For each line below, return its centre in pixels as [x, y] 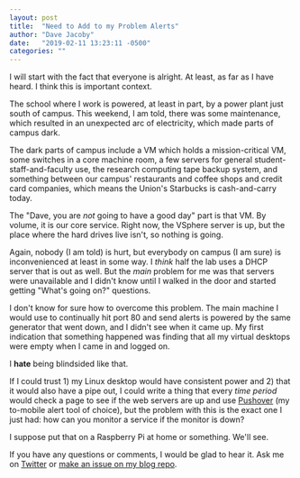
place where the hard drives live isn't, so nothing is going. [116, 234]
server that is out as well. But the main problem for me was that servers [142, 271]
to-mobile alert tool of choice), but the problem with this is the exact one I [145, 410]
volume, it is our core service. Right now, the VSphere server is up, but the [147, 225]
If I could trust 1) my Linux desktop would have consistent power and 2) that [150, 381]
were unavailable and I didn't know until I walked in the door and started [143, 281]
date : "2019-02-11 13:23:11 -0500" [80, 43]
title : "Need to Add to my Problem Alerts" [94, 26]
